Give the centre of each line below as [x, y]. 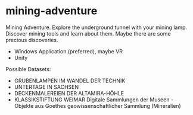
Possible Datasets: [28, 69]
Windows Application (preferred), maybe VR [69, 51]
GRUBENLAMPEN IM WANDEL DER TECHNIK [70, 81]
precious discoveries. [32, 40]
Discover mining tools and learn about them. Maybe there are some [88, 33]
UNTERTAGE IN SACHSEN [46, 87]
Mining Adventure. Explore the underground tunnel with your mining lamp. [96, 27]
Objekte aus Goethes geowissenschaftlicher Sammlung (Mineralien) [97, 106]
